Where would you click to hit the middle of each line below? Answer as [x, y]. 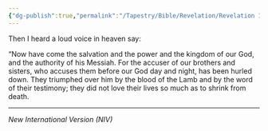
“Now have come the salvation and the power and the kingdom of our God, [131, 54]
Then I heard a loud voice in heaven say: [75, 38]
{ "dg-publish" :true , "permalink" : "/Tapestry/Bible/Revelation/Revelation [132, 16]
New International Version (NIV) [61, 119]
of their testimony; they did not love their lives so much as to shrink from [127, 88]
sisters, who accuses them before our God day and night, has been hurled [130, 71]
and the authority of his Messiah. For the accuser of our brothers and [122, 62]
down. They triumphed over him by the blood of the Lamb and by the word [131, 79]
